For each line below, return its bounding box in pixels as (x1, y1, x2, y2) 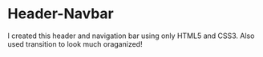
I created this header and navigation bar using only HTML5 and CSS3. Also (7, 31, 255, 40)
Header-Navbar (7, 5, 114, 23)
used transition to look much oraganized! (7, 39, 143, 48)
